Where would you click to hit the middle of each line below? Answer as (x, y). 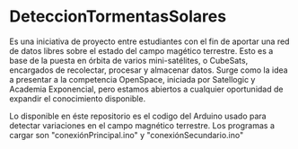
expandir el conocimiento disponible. (78, 98)
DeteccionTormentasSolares (118, 17)
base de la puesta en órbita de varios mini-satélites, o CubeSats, (129, 60)
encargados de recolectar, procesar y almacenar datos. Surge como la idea (149, 70)
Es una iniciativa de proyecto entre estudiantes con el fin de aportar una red (149, 41)
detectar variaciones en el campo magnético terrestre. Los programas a (142, 125)
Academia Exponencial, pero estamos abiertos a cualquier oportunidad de (146, 89)
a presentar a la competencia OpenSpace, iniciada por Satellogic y (132, 79)
